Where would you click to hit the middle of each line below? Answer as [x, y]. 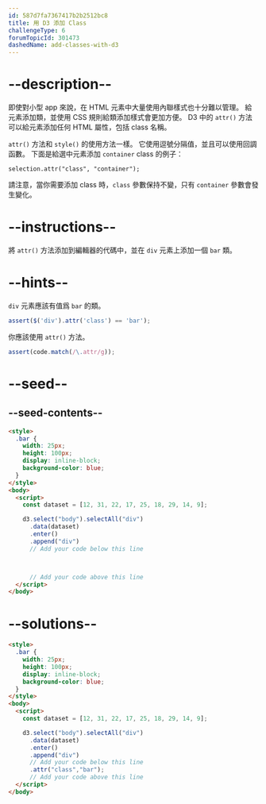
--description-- [60, 85]
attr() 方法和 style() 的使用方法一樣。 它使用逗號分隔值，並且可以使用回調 [133, 144]
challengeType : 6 [37, 30]
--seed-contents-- [56, 413]
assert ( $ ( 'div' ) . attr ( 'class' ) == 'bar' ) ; [79, 321]
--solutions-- [53, 623]
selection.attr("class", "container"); [74, 169]
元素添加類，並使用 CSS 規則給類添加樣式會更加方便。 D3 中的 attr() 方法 [130, 117]
